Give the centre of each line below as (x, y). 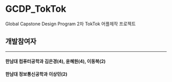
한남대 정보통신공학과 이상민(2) (36, 74)
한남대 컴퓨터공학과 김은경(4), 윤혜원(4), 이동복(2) (56, 61)
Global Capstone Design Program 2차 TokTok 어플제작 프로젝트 (71, 24)
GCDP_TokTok (36, 9)
